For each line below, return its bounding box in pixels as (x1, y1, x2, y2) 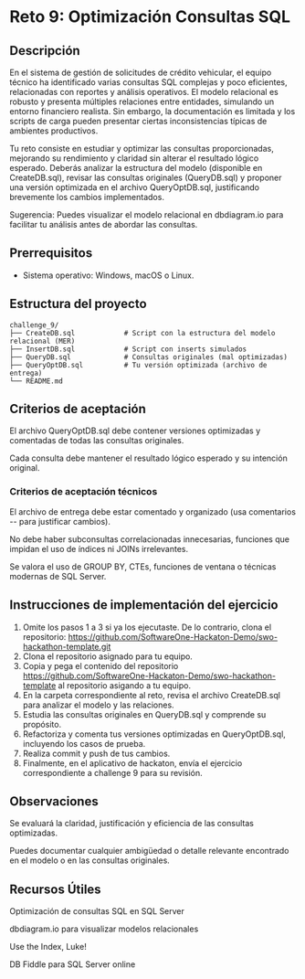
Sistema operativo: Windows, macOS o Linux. (22, 270, 195, 281)
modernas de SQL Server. (9, 570, 107, 581)
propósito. (22, 718, 62, 729)
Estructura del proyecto (9, 296, 148, 312)
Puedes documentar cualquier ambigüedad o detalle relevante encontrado (9, 846, 289, 857)
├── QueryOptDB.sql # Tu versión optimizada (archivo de (9, 360, 268, 369)
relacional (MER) (9, 336, 76, 346)
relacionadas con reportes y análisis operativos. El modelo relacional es (9, 87, 279, 97)
